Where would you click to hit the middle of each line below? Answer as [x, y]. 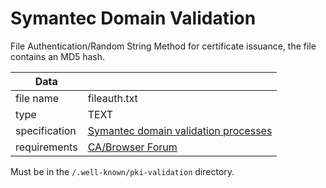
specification [46, 130]
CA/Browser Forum [132, 147]
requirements [46, 147]
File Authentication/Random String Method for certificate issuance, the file [163, 46]
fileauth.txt [112, 98]
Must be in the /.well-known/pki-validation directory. [122, 171]
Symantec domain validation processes [180, 130]
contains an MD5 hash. [58, 56]
